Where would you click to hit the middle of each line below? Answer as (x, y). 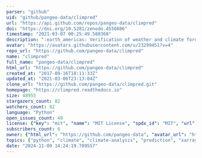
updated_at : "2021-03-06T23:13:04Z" (52, 79)
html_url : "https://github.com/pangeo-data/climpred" (75, 68)
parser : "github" (28, 12)
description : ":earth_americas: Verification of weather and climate (95, 40)
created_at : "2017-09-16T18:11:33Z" (52, 73)
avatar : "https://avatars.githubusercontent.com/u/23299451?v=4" (90, 46)
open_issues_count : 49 (35, 118)
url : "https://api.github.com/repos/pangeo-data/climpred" (82, 23)
